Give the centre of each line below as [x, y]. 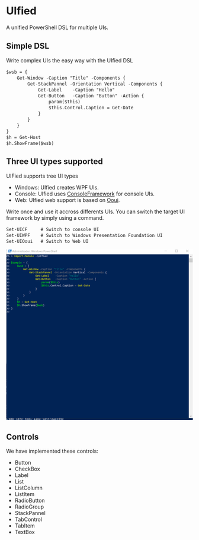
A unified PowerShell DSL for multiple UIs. [57, 27]
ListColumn [28, 488]
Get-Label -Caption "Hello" [76, 90]
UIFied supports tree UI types [42, 176]
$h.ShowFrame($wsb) [30, 143]
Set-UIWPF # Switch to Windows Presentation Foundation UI [84, 235]
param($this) [65, 102]
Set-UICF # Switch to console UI [53, 229]
